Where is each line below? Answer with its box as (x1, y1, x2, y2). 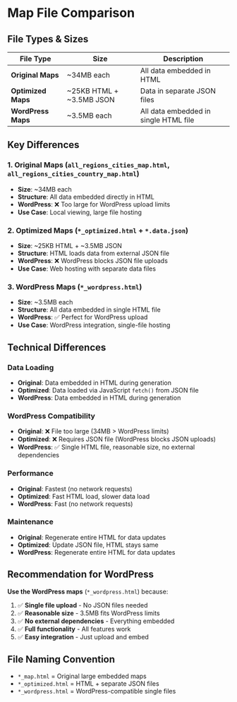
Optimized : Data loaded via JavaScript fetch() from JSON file (17, 386, 199, 394)
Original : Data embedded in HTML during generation (17, 378, 171, 387)
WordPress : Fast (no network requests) (17, 499, 133, 508)
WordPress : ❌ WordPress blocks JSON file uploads (17, 256, 168, 265)
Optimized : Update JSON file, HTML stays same (17, 541, 159, 549)
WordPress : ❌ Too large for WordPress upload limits (17, 199, 171, 209)
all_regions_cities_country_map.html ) (7, 169, 140, 179)
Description (163, 54, 203, 63)
